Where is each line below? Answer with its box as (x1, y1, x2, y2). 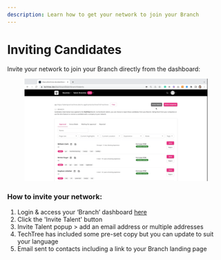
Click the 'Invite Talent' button (17, 215, 103, 223)
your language (17, 237, 59, 245)
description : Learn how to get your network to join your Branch (7, 11, 199, 18)
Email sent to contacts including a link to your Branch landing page (17, 244, 207, 252)
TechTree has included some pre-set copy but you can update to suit (17, 230, 214, 238)
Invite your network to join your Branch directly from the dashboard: (7, 64, 200, 73)
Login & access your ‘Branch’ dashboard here (17, 207, 147, 216)
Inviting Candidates (7, 41, 122, 57)
